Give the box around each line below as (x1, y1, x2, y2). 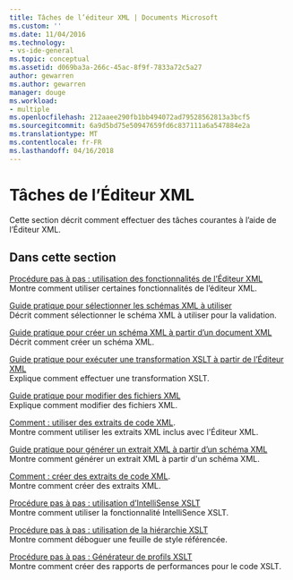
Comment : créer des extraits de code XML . (9, 471, 171, 482)
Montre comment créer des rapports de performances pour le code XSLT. (9, 561, 282, 572)
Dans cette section (9, 250, 116, 265)
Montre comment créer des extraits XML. (9, 481, 161, 491)
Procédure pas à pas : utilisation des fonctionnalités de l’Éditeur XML (9, 274, 263, 285)
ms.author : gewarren (9, 80, 87, 89)
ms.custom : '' (9, 21, 63, 30)
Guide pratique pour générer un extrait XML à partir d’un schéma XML (9, 444, 268, 455)
